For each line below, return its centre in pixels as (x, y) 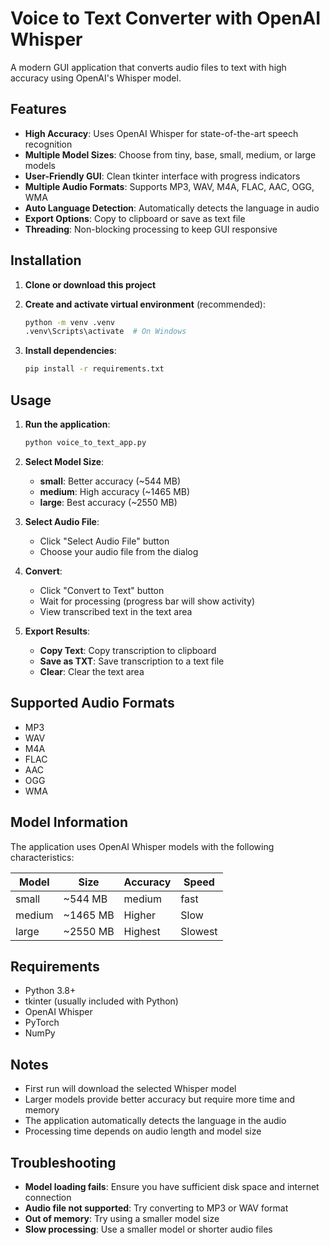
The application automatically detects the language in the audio (155, 1121)
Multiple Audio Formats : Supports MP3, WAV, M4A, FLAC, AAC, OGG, (169, 186)
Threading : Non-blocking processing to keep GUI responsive (151, 229)
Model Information (69, 822)
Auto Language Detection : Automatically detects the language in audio (172, 208)
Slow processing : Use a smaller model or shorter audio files (148, 1229)
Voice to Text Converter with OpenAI (165, 18)
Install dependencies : (70, 351)
